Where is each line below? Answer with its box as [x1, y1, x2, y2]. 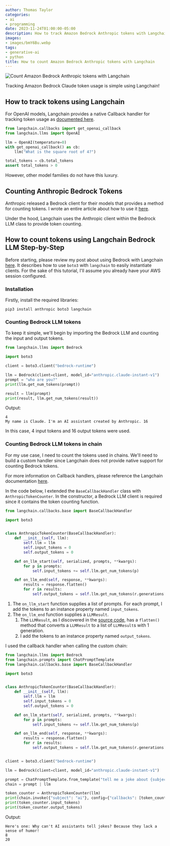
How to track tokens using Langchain [5, 97, 125, 106]
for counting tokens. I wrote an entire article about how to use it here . [5, 206, 150, 211]
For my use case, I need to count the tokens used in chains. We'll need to [5, 452, 158, 458]
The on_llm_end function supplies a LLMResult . [12, 611, 109, 617]
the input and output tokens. [5, 335, 64, 341]
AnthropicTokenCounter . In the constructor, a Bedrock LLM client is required [5, 493, 162, 499]
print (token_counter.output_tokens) [5, 805, 82, 810]
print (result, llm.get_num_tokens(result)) [5, 395, 99, 401]
